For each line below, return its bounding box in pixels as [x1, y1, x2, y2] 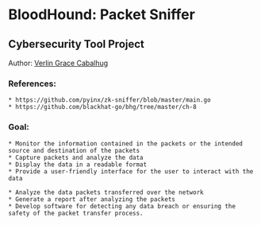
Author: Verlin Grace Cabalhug [8, 58, 109, 68]
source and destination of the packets [8, 146, 140, 154]
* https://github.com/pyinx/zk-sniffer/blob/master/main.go [8, 96, 212, 104]
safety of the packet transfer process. [8, 209, 144, 217]
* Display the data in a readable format [8, 161, 148, 169]
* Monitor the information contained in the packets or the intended [8, 139, 244, 148]
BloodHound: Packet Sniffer [8, 6, 196, 24]
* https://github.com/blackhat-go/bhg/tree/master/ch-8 [8, 103, 197, 111]
